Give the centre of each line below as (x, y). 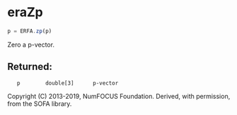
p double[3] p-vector (68, 83)
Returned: (30, 67)
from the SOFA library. (40, 104)
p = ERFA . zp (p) (30, 31)
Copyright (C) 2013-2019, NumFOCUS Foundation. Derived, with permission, (119, 96)
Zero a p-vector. (31, 44)
